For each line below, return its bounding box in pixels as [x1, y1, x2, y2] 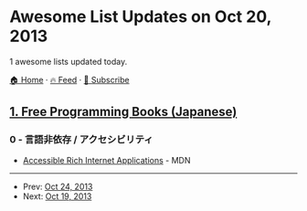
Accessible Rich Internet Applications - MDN [22, 154, 191, 165]
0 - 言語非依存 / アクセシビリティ [9, 133, 153, 146]
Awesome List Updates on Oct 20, [9, 6, 272, 27]
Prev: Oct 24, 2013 [22, 181, 93, 192]
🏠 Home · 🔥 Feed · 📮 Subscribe [9, 74, 130, 85]
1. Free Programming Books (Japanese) [9, 104, 238, 120]
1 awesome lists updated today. [9, 56, 128, 67]
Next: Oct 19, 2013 [22, 190, 92, 202]
